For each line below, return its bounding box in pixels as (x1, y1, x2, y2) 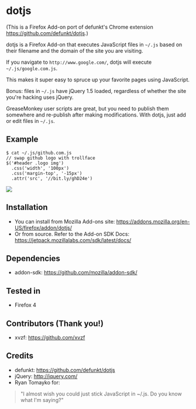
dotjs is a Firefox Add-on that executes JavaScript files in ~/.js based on (6, 41, 183, 48)
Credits (6, 351, 34, 361)
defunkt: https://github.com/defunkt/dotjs (14, 366, 115, 373)
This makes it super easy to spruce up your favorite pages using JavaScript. (6, 76, 190, 83)
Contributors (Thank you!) (6, 318, 104, 328)
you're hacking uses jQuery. (6, 94, 74, 101)
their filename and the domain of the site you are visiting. (6, 47, 143, 54)
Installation (6, 202, 48, 212)
